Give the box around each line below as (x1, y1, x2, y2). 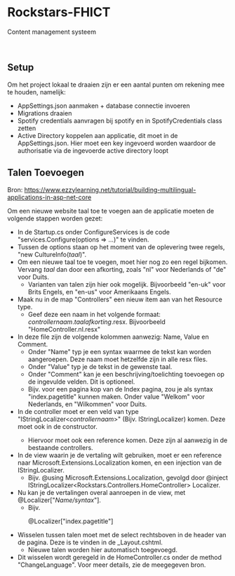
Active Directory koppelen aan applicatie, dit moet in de (17, 131, 178, 139)
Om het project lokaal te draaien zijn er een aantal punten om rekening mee (7, 80, 225, 89)
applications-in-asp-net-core (7, 193, 92, 201)
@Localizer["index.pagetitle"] (27, 517, 114, 525)
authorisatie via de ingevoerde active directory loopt (17, 146, 169, 155)
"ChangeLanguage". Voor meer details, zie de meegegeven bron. (17, 561, 206, 569)
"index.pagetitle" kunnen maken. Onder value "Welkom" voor (27, 392, 205, 401)
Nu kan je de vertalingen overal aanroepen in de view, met (17, 488, 186, 496)
